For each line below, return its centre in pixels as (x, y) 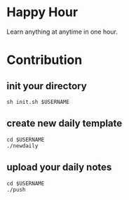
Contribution (45, 60)
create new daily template (64, 124)
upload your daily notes (59, 167)
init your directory (47, 86)
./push (16, 189)
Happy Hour (42, 12)
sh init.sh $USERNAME (38, 102)
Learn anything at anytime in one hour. (62, 32)
